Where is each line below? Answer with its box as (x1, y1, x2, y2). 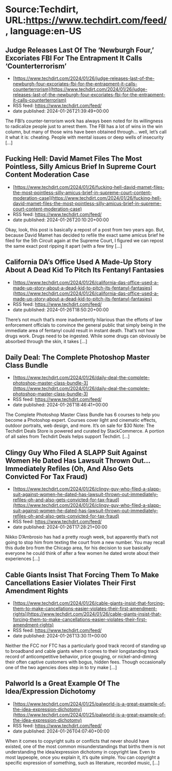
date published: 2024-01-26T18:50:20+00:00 (12, 306, 109, 313)
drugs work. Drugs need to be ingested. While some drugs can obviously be (5, 333, 166, 339)
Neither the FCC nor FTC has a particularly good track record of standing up (5, 642, 166, 649)
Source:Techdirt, (5, 4, 79, 15)
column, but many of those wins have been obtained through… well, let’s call (5, 129, 167, 135)
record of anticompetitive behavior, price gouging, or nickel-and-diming (5, 654, 157, 660)
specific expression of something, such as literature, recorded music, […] (5, 759, 160, 766)
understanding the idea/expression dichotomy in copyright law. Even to (5, 748, 156, 755)
